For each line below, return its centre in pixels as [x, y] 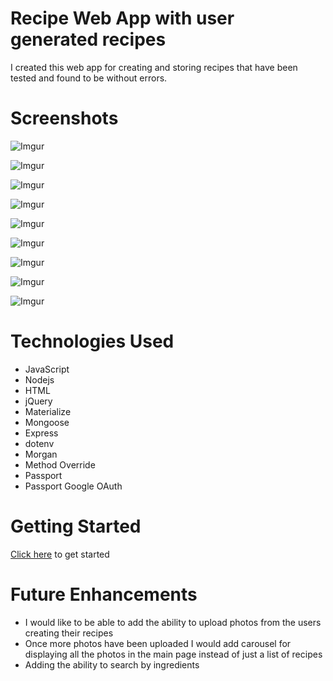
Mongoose [47, 422]
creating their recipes [69, 633]
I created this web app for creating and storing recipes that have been [154, 67]
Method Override [60, 464]
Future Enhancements [104, 594]
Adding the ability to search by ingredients [112, 664]
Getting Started [76, 526]
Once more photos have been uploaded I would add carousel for [158, 643]
